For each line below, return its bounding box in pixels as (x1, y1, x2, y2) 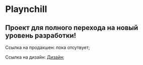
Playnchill (5, 3, 47, 15)
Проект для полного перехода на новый (5, 23, 138, 32)
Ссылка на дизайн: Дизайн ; (5, 54, 64, 60)
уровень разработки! (5, 31, 77, 39)
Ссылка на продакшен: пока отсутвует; (5, 44, 90, 50)
